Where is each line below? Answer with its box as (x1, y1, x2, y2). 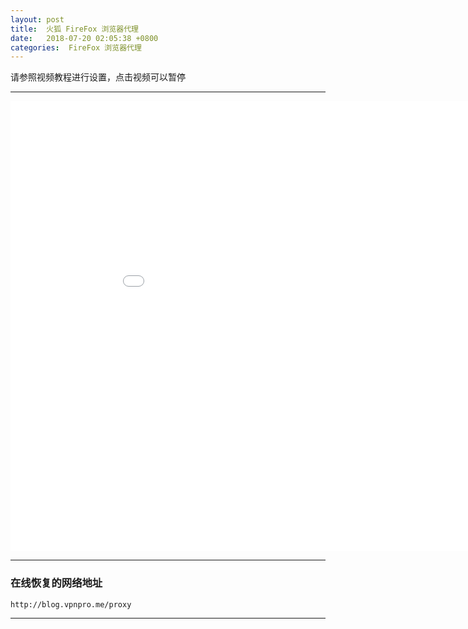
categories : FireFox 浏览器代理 (10, 42, 142, 53)
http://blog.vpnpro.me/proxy (10, 599, 132, 610)
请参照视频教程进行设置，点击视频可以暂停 (10, 71, 186, 83)
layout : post (10, 14, 65, 25)
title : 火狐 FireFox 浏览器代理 (10, 24, 139, 34)
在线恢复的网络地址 (10, 576, 103, 590)
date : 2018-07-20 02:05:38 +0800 (10, 33, 159, 43)
